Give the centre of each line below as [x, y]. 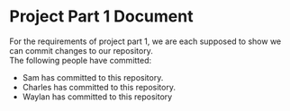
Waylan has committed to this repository [97, 97]
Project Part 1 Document [101, 17]
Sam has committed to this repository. [93, 77]
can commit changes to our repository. [81, 50]
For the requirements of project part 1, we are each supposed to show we [145, 41]
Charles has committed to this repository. [99, 87]
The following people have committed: [81, 60]
